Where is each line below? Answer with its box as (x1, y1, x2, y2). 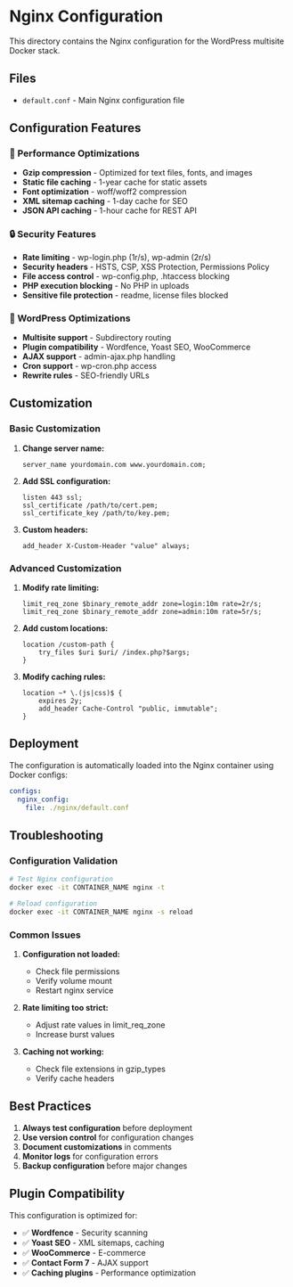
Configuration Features (9, 120, 142, 135)
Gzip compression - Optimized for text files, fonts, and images (21, 168, 253, 178)
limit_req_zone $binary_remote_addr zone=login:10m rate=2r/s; (21, 600, 263, 609)
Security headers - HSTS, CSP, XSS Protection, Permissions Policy (21, 261, 270, 272)
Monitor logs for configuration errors (21, 1151, 159, 1161)
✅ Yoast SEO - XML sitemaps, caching (21, 1237, 165, 1248)
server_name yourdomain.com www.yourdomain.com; (21, 460, 207, 469)
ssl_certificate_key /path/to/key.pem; (21, 508, 171, 518)
